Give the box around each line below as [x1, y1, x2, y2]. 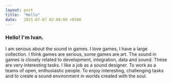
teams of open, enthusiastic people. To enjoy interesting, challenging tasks [5, 67, 164, 73]
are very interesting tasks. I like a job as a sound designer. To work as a [5, 62, 157, 68]
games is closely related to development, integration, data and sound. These [5, 56, 167, 63]
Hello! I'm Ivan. [5, 34, 44, 41]
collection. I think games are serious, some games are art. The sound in [5, 51, 157, 57]
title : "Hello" [5, 12, 40, 17]
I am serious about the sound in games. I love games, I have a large [5, 46, 148, 52]
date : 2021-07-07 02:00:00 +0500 [5, 17, 82, 22]
